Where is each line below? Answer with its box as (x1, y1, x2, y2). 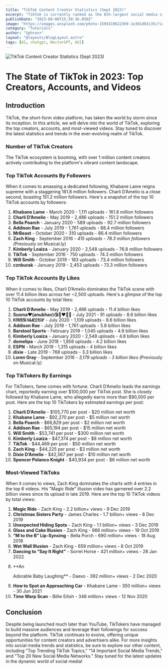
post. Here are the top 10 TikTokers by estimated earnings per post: (5, 399, 144, 405)
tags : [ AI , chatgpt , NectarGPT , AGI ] (5, 40, 84, 45)
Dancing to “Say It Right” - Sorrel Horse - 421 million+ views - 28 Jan (12, 549, 157, 555)
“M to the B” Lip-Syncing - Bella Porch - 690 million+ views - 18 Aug (12, 533, 156, 539)
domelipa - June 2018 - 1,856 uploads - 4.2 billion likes (12, 338, 127, 344)
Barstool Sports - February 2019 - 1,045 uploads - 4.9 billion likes (12, 328, 149, 334)
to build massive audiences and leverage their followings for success (5, 627, 148, 633)
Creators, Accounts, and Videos (5, 81, 141, 93)
